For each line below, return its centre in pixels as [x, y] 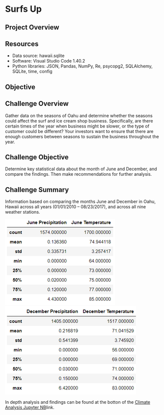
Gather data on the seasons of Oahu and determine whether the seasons [79, 115]
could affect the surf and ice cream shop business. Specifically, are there [79, 121]
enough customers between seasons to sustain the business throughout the [82, 136]
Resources [22, 44]
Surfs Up [23, 9]
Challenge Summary [37, 190]
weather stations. [23, 212]
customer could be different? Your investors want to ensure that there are [79, 131]
